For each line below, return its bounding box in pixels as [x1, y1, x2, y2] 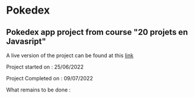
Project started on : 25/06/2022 [6, 63, 84, 70]
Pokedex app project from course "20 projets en [6, 27, 188, 37]
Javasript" [6, 36, 46, 46]
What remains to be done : [6, 86, 71, 93]
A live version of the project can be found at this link [6, 52, 133, 59]
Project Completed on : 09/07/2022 [6, 75, 93, 81]
